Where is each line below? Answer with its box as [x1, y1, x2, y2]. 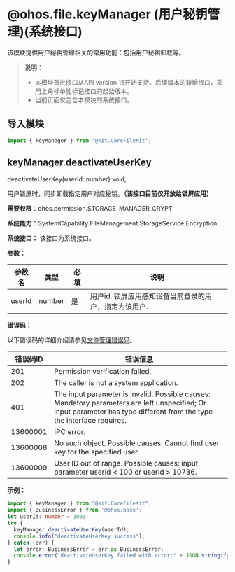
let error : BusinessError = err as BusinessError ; [13, 545, 164, 553]
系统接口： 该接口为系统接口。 [7, 234, 95, 242]
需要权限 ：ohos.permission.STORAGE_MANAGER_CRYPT [7, 204, 173, 213]
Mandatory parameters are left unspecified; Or [54, 398, 207, 408]
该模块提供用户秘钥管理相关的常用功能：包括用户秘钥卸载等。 [7, 48, 185, 57]
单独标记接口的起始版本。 [59, 87, 134, 95]
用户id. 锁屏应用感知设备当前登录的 [90, 291, 205, 301]
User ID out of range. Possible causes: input [54, 459, 198, 468]
